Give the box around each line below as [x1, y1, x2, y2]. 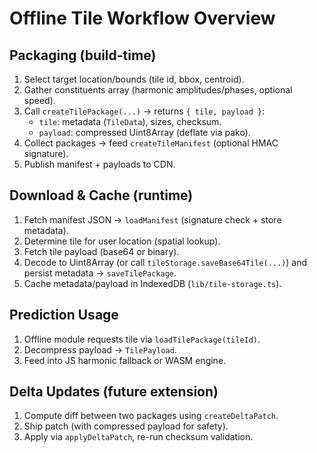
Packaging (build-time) [9, 47, 157, 64]
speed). [23, 95, 56, 106]
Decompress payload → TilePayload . [23, 343, 177, 356]
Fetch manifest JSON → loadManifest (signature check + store [23, 213, 282, 226]
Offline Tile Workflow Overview [9, 7, 276, 30]
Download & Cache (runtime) [9, 187, 194, 204]
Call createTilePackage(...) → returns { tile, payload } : [23, 105, 266, 117]
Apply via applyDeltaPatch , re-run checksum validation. [23, 431, 254, 443]
